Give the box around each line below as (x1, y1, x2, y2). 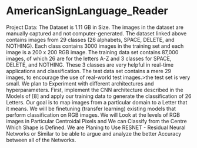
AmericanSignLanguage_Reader (6, 4, 169, 18)
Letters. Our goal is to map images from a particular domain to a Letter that (6, 98, 188, 106)
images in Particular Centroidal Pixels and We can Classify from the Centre (6, 117, 187, 124)
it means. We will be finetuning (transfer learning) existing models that (6, 105, 176, 112)
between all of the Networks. (6, 136, 76, 143)
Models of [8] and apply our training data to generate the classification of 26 (6, 93, 192, 100)
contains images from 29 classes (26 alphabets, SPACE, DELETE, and (6, 36, 175, 43)
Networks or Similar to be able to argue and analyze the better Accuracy (6, 130, 182, 137)
